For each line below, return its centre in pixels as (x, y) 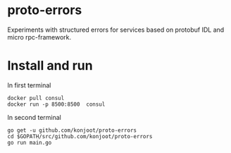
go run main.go (30, 142)
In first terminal (29, 85)
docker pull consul (36, 98)
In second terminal (34, 117)
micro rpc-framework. (39, 37)
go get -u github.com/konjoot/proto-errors (72, 130)
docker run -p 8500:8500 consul (56, 104)
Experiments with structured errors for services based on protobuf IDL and (116, 30)
